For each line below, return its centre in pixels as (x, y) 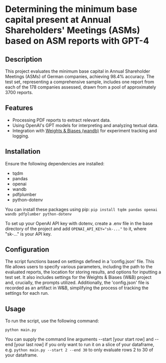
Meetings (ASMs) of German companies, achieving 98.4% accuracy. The (80, 76)
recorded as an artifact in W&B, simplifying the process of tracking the (77, 288)
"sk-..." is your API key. (28, 234)
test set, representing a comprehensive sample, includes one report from (80, 82)
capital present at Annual (58, 20)
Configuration (27, 250)
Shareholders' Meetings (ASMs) (73, 30)
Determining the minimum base (71, 9)
